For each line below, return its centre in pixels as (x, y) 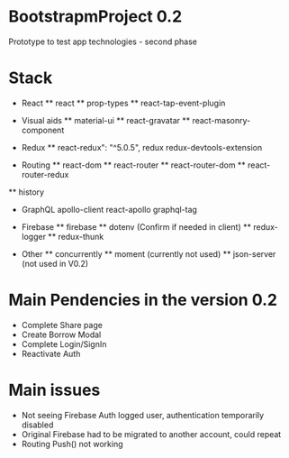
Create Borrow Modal (61, 334)
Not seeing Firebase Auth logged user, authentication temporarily (143, 415)
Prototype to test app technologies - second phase (103, 41)
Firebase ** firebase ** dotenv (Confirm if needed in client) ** (136, 226)
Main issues (54, 390)
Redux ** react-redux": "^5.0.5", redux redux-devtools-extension (142, 147)
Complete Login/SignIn (64, 343)
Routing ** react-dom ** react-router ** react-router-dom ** (134, 165)
